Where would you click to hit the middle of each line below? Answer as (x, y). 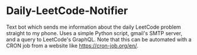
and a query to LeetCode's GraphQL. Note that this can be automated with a (99, 39)
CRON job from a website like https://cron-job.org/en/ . (72, 46)
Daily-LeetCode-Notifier (67, 11)
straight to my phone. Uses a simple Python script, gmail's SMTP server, (94, 33)
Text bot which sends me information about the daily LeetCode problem (94, 27)
